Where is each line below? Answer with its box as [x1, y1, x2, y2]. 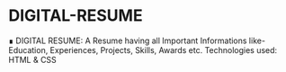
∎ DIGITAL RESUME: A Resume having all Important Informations [8, 35, 247, 46]
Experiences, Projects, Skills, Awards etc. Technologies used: [49, 44, 278, 55]
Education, [8, 44, 49, 55]
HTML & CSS [8, 54, 58, 65]
